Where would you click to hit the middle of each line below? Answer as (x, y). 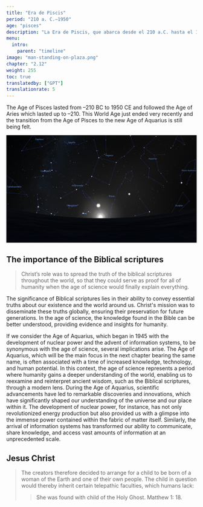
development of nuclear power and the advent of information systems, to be (101, 343)
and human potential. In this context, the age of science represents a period (101, 368)
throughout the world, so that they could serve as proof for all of (101, 280)
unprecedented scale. (34, 439)
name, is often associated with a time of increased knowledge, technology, (99, 362)
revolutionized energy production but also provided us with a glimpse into (98, 413)
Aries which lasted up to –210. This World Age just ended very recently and (100, 114)
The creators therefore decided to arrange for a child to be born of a (106, 473)
